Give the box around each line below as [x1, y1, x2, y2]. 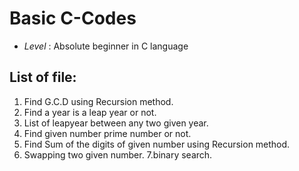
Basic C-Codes [9, 7, 137, 30]
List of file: [9, 69, 77, 86]
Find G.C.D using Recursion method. [23, 95, 174, 107]
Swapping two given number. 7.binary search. [23, 148, 213, 161]
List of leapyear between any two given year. [23, 117, 209, 129]
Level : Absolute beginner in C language [23, 40, 189, 52]
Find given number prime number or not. [23, 127, 192, 139]
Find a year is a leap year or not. [23, 106, 157, 118]
